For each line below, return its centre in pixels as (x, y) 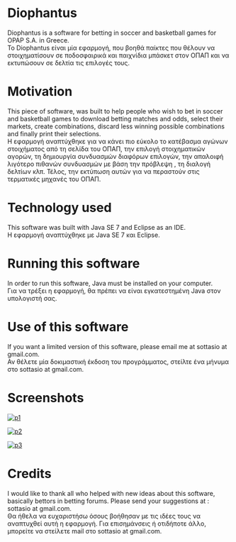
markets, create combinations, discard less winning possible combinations (116, 126)
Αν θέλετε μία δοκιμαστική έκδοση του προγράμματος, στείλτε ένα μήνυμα (118, 361)
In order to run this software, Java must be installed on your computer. (110, 283)
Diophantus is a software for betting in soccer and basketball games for (112, 33)
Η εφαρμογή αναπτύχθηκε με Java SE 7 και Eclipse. (84, 235)
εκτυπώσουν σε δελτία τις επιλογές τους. (68, 62)
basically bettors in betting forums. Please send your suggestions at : (108, 501)
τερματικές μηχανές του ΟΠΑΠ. (54, 179)
